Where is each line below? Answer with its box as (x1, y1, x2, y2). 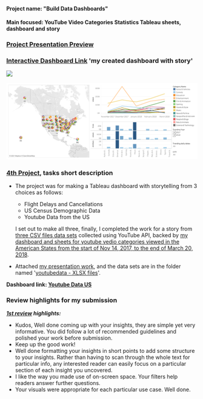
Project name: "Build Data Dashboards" (6, 5, 108, 12)
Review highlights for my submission (6, 296, 118, 304)
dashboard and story (6, 25, 61, 33)
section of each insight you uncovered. (15, 367, 113, 374)
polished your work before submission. (15, 334, 113, 342)
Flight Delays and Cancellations (24, 201, 103, 208)
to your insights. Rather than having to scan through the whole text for (15, 354, 190, 361)
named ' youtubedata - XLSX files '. (15, 269, 101, 277)
